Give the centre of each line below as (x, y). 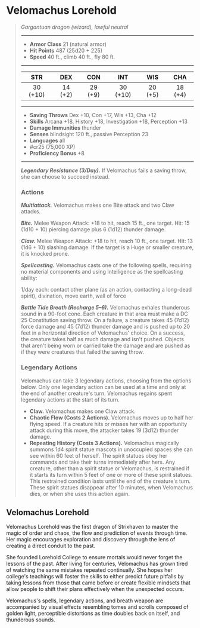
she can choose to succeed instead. (65, 176)
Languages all (47, 140)
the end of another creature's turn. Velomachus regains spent (96, 393)
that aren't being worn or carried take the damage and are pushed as (105, 346)
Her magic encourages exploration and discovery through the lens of (91, 540)
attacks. (30, 212)
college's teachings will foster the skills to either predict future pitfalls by (95, 577)
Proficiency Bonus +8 (57, 153)
